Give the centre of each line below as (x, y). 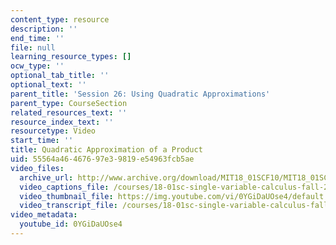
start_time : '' (42, 141)
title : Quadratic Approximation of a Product (106, 150)
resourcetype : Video (53, 131)
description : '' (44, 29)
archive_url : (46, 177)
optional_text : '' (48, 85)
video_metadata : (44, 215)
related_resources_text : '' (69, 112)
